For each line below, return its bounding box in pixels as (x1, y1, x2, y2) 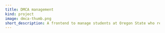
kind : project (5, 12, 34, 16)
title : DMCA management (5, 7, 54, 12)
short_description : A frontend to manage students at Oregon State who (5, 20, 155, 26)
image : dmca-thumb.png (5, 16, 52, 21)
